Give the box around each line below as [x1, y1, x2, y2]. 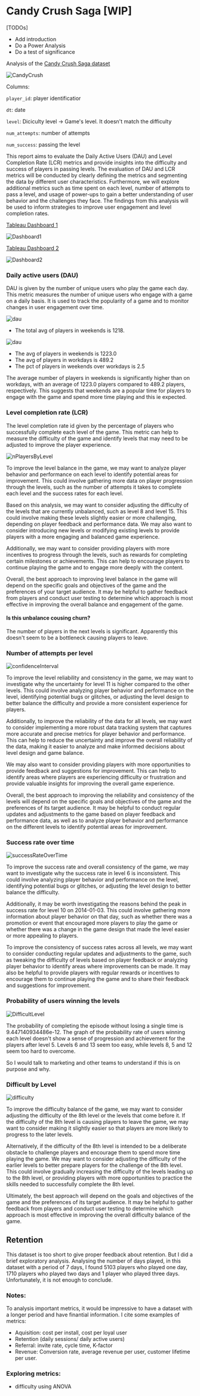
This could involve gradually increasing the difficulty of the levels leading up [6, 1168, 193, 1175]
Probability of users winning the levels [6, 997, 120, 1005]
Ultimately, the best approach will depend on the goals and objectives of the [6, 1192, 194, 1199]
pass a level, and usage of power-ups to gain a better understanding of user [6, 190, 194, 198]
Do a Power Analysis [14, 42, 66, 49]
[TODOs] [6, 24, 28, 31]
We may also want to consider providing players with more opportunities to [6, 761, 191, 768]
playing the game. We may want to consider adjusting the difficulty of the [6, 1155, 187, 1162]
